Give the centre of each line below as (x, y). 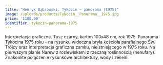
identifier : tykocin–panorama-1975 (41, 23)
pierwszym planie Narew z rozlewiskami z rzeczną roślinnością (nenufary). (80, 52)
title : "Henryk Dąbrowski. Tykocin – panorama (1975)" (62, 9)
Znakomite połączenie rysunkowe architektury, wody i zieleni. (67, 57)
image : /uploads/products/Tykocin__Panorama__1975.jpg (62, 14)
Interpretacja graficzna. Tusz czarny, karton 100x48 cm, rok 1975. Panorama (82, 37)
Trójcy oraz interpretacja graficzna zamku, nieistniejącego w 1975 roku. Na (80, 47)
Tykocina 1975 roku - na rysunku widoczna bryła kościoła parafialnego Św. (80, 42)
